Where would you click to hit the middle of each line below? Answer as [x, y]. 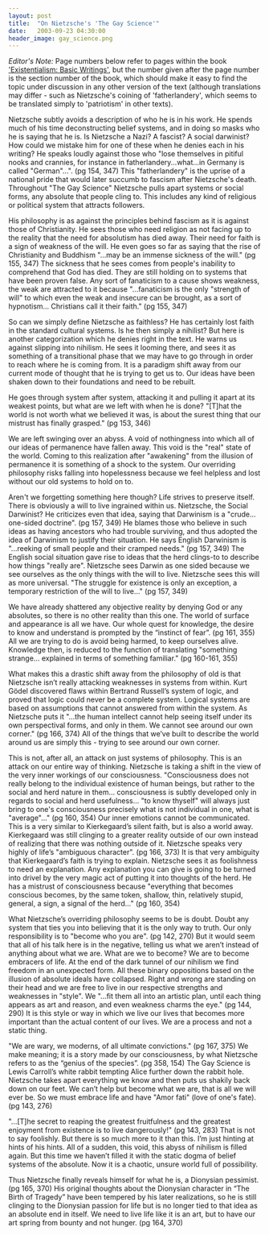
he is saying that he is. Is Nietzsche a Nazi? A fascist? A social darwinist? [129, 137]
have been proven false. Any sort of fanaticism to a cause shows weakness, [134, 281]
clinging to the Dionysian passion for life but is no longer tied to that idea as [133, 1206]
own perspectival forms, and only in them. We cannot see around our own [130, 725]
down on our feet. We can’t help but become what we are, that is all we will [132, 1089]
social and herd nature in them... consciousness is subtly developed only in [132, 792]
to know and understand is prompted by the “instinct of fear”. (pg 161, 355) [132, 632]
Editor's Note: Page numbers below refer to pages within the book [118, 61]
